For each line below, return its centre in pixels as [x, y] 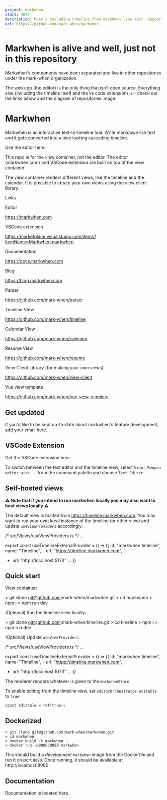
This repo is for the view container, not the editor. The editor [67, 157]
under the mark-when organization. [42, 78]
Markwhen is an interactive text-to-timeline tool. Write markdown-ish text [80, 132]
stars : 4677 [17, 14]
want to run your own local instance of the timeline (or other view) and [77, 521]
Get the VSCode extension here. [38, 457]
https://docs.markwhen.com [34, 261]
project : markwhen [24, 10]
